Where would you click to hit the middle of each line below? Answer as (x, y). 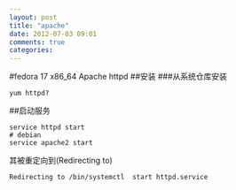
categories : (31, 50)
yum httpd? (29, 94)
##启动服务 (30, 110)
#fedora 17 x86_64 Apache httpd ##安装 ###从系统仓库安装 (118, 77)
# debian (25, 135)
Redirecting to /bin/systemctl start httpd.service (109, 178)
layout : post (33, 17)
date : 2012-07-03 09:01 (53, 34)
